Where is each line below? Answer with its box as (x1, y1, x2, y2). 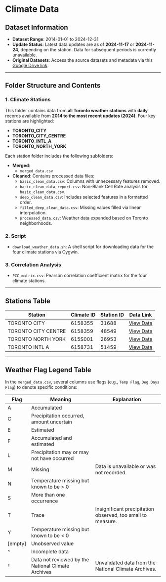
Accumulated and (31, 434, 73, 441)
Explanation (112, 396, 141, 403)
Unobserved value (31, 540, 74, 547)
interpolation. (19, 209, 47, 215)
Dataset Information (5, 23, 68, 32)
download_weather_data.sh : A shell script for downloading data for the (12, 244, 154, 249)
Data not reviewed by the (31, 556, 89, 563)
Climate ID (71, 311, 96, 318)
